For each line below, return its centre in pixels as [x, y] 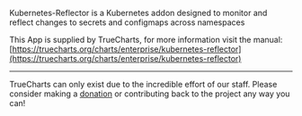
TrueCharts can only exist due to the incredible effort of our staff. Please [143, 84]
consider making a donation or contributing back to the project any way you [150, 94]
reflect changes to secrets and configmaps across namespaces [127, 22]
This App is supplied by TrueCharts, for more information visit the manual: [146, 40]
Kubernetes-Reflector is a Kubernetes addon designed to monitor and [138, 13]
